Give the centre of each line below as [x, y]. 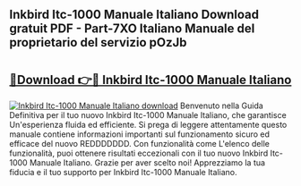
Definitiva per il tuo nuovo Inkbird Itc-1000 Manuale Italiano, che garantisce [148, 115]
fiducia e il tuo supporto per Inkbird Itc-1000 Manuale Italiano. [123, 172]
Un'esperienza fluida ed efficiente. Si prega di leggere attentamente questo [148, 125]
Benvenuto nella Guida [222, 106]
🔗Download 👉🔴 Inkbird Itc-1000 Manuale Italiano [150, 80]
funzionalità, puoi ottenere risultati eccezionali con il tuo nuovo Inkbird [139, 153]
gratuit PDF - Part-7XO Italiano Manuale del [132, 29]
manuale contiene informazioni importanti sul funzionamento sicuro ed [140, 134]
